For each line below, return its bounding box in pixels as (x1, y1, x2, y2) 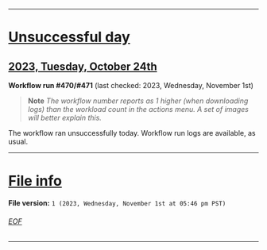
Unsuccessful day (8, 29, 131, 46)
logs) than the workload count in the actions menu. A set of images (27, 105, 249, 113)
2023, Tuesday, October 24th (8, 60, 157, 73)
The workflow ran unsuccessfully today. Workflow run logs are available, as (8, 129, 256, 137)
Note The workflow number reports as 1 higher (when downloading (27, 96, 249, 106)
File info (8, 172, 62, 190)
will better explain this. (27, 113, 102, 122)
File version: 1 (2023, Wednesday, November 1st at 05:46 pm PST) (8, 198, 226, 207)
